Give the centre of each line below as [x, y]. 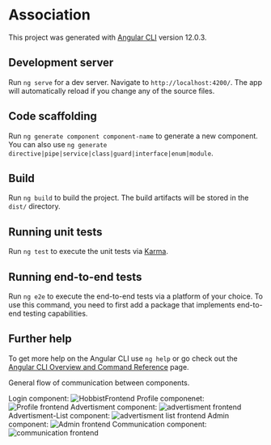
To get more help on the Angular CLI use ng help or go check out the [123, 358]
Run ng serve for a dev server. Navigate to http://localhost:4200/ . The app [135, 82]
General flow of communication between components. [99, 383]
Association [49, 15]
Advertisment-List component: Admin [119, 415]
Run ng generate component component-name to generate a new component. [133, 136]
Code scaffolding [53, 116]
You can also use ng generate [58, 144]
